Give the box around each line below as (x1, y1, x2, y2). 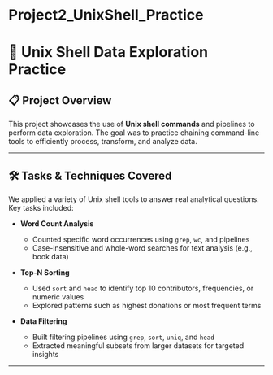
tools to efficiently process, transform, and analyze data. (8, 137, 197, 146)
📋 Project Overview (8, 94, 112, 107)
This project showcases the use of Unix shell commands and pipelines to (8, 120, 255, 129)
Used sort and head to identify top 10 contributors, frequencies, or (32, 283, 254, 293)
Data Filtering (19, 316, 67, 326)
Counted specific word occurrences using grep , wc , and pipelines (32, 234, 250, 244)
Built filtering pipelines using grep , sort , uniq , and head (32, 332, 215, 342)
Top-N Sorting (19, 268, 71, 277)
